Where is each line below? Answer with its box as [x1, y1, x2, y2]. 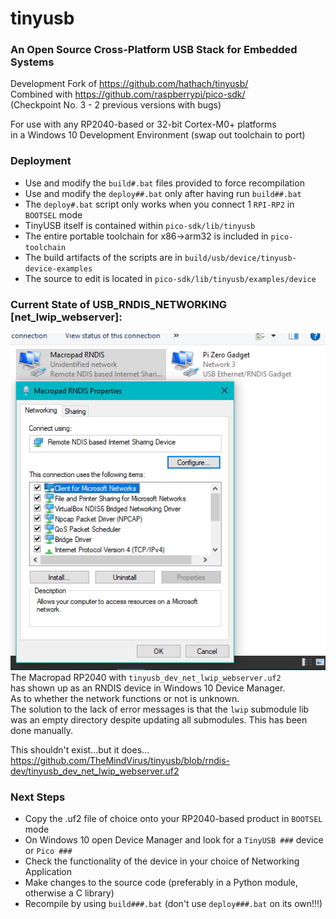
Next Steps [10, 790, 66, 804]
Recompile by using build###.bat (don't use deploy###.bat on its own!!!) [24, 898, 323, 909]
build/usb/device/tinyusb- [184, 253, 297, 263]
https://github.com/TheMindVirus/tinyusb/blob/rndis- [10, 754, 231, 766]
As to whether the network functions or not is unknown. [10, 692, 240, 704]
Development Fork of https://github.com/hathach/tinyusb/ [10, 78, 249, 90]
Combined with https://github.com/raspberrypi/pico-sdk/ [10, 88, 246, 101]
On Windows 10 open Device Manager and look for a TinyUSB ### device [24, 834, 324, 846]
